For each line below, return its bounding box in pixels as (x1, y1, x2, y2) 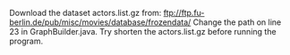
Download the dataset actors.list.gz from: (9, 8, 162, 18)
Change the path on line (192, 17, 282, 27)
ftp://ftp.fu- (163, 8, 205, 18)
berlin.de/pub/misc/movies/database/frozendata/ (9, 17, 192, 27)
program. (9, 35, 44, 46)
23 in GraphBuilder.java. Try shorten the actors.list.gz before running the (9, 27, 277, 36)
